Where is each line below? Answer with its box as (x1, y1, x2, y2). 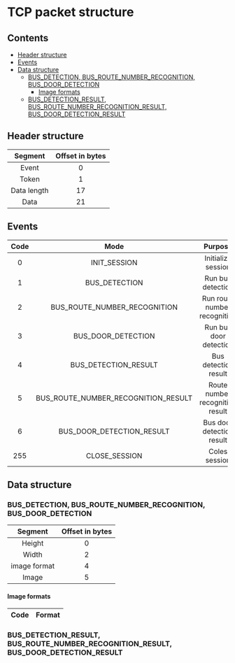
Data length (10, 185, 49, 195)
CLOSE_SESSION (85, 450, 143, 460)
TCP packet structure (7, 4, 134, 20)
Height (22, 539, 44, 548)
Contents (7, 32, 49, 44)
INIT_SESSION (90, 257, 138, 267)
